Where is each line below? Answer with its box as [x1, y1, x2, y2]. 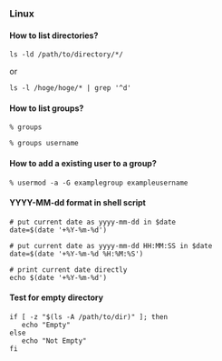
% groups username [9, 139, 79, 148]
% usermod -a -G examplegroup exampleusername [9, 178, 188, 187]
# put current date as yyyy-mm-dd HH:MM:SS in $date [9, 241, 213, 250]
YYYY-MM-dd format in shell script [9, 197, 147, 208]
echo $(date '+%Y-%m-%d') [9, 273, 107, 282]
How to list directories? [9, 30, 99, 41]
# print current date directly [9, 265, 128, 275]
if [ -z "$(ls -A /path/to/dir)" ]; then [9, 312, 169, 321]
